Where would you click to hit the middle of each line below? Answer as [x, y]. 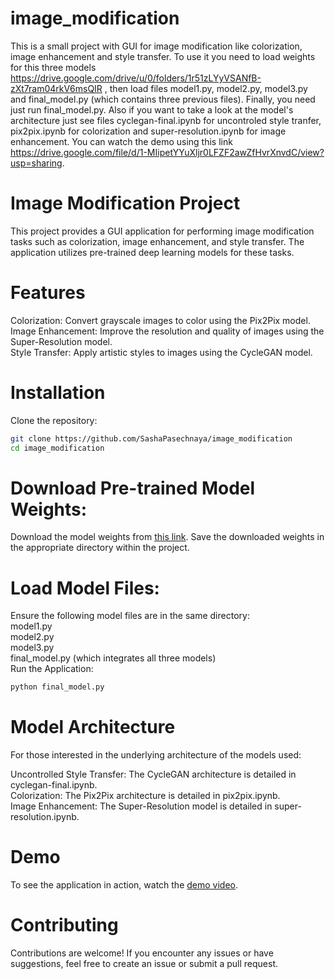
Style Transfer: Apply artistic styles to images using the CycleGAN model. [161, 352]
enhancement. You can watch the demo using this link [121, 141]
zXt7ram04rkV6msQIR [56, 88]
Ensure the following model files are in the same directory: [130, 616]
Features [48, 293]
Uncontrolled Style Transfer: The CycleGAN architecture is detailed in [153, 774]
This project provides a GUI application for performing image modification [162, 231]
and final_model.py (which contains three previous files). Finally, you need [163, 99]
